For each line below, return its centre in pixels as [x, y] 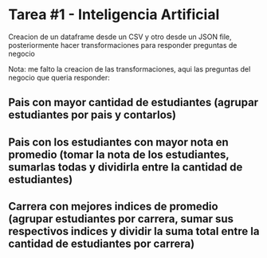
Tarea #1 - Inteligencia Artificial [114, 15]
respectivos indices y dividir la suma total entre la [134, 231]
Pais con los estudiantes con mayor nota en [118, 142]
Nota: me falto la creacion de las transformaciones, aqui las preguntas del [130, 68]
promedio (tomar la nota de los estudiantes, [119, 154]
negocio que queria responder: [59, 77]
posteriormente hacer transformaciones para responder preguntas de [123, 45]
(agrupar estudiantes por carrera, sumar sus [121, 219]
